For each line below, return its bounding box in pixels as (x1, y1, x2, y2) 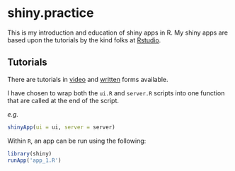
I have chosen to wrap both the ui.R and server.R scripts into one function (7, 88, 225, 97)
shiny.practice (7, 5, 94, 21)
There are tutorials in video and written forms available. (7, 75, 168, 83)
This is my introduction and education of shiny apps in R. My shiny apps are (7, 28, 229, 37)
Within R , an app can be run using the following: (7, 136, 147, 145)
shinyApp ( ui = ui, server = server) (7, 124, 115, 131)
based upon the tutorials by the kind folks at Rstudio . (7, 35, 161, 44)
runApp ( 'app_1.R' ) (7, 157, 62, 164)
